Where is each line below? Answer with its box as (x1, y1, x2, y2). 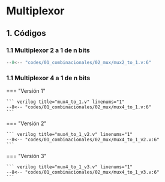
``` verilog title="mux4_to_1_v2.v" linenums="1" (6, 132, 133, 138)
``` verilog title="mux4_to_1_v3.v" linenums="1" (6, 164, 133, 170)
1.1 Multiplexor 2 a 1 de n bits (6, 46, 90, 54)
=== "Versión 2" (6, 120, 47, 127)
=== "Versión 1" (6, 87, 46, 95)
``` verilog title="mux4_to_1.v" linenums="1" (6, 99, 125, 105)
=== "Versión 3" (6, 153, 47, 160)
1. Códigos (6, 28, 46, 38)
